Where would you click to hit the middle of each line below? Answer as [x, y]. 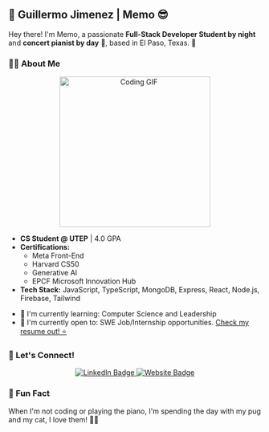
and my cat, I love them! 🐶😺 [53, 419]
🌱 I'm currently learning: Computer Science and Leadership [118, 314]
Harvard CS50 [55, 264]
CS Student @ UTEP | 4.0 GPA [71, 238]
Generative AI [55, 273]
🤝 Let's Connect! [41, 356]
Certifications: [45, 247]
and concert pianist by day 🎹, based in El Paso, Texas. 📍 [102, 43]
